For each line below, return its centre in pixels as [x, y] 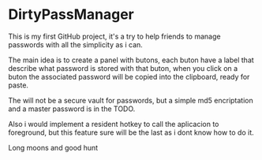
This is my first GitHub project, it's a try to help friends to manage [114, 36]
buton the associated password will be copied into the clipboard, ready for [129, 76]
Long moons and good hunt [53, 147]
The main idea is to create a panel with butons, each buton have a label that [131, 60]
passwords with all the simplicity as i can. [76, 44]
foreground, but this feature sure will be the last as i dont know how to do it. [131, 132]
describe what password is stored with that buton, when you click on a [123, 68]
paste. [19, 85]
